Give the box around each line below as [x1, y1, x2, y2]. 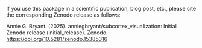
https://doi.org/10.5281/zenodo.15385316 [6, 36, 108, 42]
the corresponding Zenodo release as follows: [6, 11, 121, 18]
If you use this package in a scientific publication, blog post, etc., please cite [6, 5, 197, 12]
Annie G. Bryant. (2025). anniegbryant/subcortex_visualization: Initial [6, 23, 177, 30]
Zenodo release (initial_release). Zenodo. [6, 29, 108, 36]
